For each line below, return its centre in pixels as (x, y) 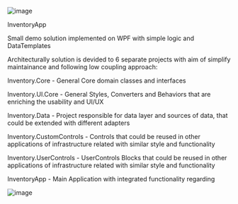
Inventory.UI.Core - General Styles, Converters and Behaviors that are (109, 94)
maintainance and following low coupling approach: (83, 67)
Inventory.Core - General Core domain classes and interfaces (97, 80)
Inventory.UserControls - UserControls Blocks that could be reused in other (117, 158)
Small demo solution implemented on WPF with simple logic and (101, 38)
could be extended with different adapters (69, 123)
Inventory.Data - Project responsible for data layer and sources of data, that (118, 115)
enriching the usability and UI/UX (56, 102)
